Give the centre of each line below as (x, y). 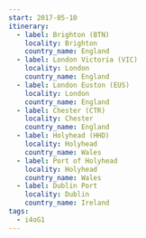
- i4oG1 (31, 219)
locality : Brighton (61, 43)
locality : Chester (59, 119)
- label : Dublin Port (57, 186)
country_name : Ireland (67, 203)
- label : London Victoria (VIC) (78, 60)
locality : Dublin (57, 195)
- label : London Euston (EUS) (73, 85)
